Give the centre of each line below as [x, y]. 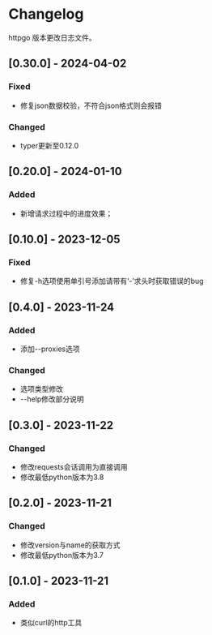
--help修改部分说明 [52, 399]
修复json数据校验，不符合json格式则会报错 [91, 105]
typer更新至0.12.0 [49, 145]
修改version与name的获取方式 [70, 545]
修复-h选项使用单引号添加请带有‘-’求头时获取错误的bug [112, 281]
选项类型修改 [41, 389]
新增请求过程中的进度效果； [66, 213]
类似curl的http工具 [51, 623]
